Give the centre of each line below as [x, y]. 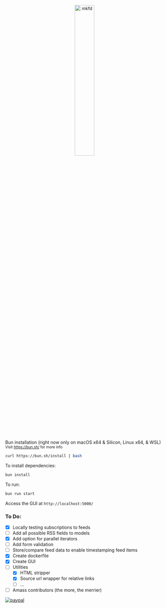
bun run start [20, 494]
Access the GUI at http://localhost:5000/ [49, 503]
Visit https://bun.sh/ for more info [34, 447]
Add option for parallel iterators [45, 539]
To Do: [13, 516]
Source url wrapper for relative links [57, 579]
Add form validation [33, 544]
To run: [13, 484]
